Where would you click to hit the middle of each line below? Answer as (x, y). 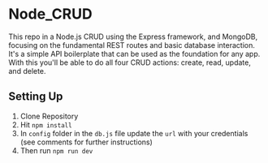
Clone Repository (49, 116)
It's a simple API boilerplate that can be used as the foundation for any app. (134, 54)
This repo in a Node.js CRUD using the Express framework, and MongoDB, (133, 36)
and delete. (27, 71)
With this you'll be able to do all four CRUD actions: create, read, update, (130, 62)
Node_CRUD (50, 14)
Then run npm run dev (56, 150)
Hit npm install (46, 124)
